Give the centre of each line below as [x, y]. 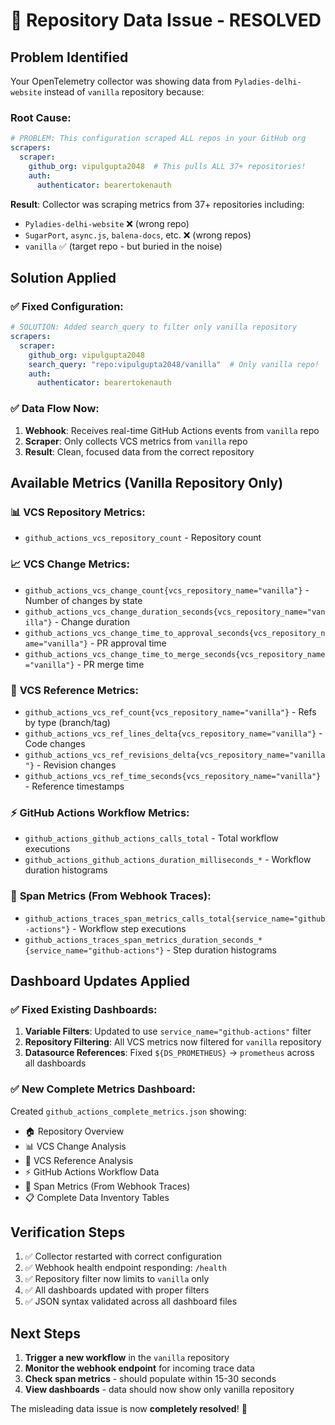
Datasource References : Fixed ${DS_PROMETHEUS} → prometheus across [169, 1053]
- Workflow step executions [129, 928]
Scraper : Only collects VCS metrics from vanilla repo [136, 441]
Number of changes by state [83, 600]
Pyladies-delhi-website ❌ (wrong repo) [107, 223]
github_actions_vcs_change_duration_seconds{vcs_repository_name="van [175, 612]
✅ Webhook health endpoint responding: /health [125, 1268]
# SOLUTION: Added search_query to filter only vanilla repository [154, 327]
